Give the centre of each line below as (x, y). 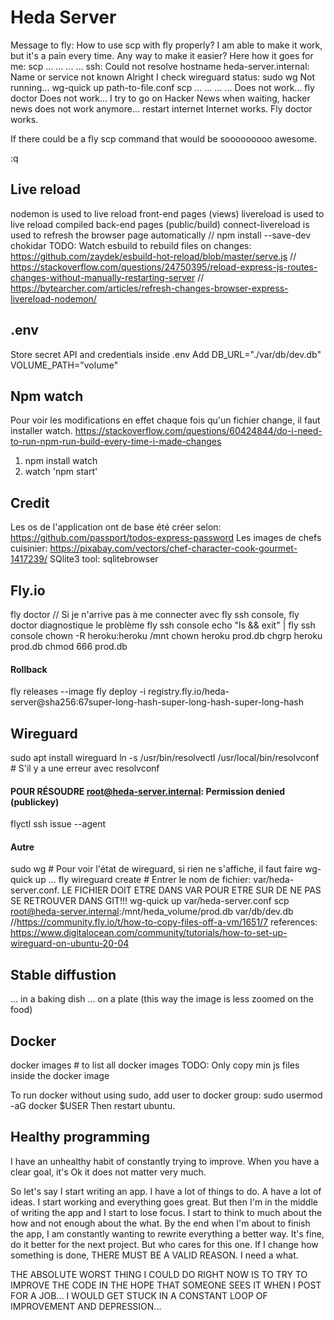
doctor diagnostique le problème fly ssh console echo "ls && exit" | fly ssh (163, 625)
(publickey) (35, 802)
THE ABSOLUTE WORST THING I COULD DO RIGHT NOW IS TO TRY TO (159, 1274)
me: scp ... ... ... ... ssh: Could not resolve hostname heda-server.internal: (160, 66)
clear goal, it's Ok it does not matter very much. (108, 1172)
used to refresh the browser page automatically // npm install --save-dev (161, 235)
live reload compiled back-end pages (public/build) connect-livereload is (160, 224)
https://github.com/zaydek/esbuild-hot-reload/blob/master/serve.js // (153, 256)
